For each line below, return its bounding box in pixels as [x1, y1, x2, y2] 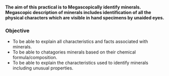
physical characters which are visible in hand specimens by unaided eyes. [5, 14, 164, 20]
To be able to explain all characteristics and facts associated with [12, 38, 148, 44]
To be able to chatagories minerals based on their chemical [12, 49, 136, 55]
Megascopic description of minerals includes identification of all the [5, 9, 151, 15]
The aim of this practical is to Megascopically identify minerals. [5, 4, 141, 10]
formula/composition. [12, 54, 58, 60]
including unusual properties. [12, 65, 74, 71]
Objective [5, 27, 30, 34]
